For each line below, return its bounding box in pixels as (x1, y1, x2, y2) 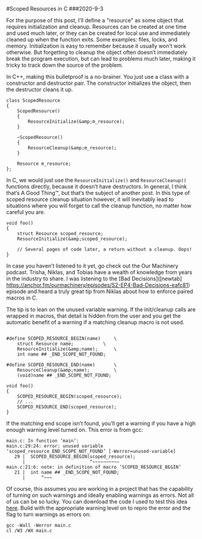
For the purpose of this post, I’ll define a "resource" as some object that (6, 17, 184, 23)
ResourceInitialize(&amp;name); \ (17, 346, 117, 352)
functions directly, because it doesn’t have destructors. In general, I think (6, 183, 188, 190)
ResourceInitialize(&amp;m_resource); (28, 119, 125, 125)
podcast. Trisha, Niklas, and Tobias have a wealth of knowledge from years (6, 269, 192, 276)
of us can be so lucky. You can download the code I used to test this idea (6, 498, 188, 505)
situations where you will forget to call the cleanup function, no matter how (6, 202, 192, 209)
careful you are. (6, 209, 46, 215)
